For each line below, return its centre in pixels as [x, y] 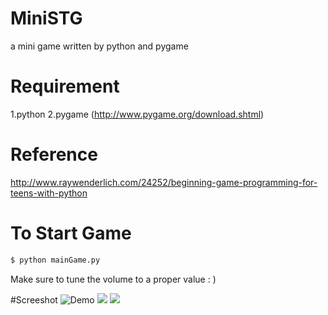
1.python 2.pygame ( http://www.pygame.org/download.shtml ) [137, 114]
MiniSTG [46, 18]
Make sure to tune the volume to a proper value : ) [113, 279]
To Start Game [71, 233]
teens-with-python [49, 193]
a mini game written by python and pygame [99, 46]
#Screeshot [34, 299]
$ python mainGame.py [55, 260]
